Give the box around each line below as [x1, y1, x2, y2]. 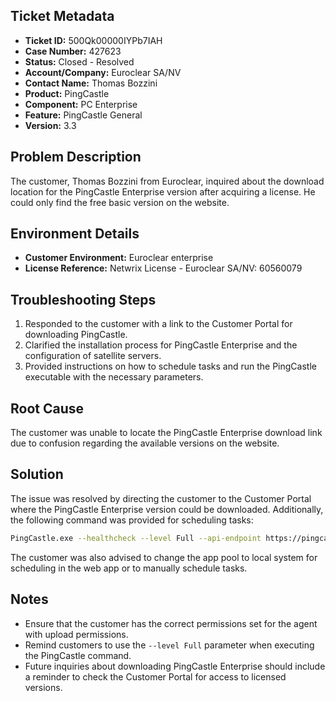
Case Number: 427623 [24, 45, 122, 57]
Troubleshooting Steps [10, 291, 157, 308]
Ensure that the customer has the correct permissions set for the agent [24, 617, 318, 629]
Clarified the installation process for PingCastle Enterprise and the [24, 339, 298, 351]
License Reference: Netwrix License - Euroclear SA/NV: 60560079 [24, 262, 303, 274]
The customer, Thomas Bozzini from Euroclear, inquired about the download [10, 175, 325, 187]
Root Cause [10, 400, 85, 417]
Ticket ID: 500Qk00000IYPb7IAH [24, 34, 163, 46]
